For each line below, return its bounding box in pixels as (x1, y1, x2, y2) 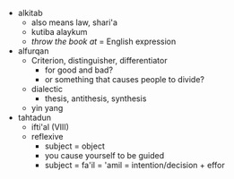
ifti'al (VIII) (30, 122, 70, 132)
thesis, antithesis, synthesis (44, 93, 147, 104)
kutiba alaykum (30, 27, 88, 37)
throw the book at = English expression (30, 36, 177, 47)
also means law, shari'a (30, 17, 118, 28)
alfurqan (17, 46, 49, 56)
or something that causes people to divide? (44, 74, 204, 84)
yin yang (30, 103, 64, 113)
